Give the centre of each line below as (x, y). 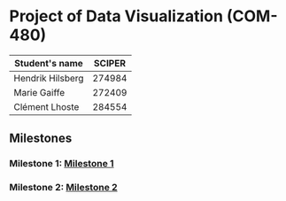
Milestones (41, 139)
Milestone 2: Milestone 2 (63, 188)
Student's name (49, 63)
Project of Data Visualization (116, 16)
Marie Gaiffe (39, 92)
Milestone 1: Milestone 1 (62, 164)
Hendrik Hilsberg (49, 78)
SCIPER (110, 63)
